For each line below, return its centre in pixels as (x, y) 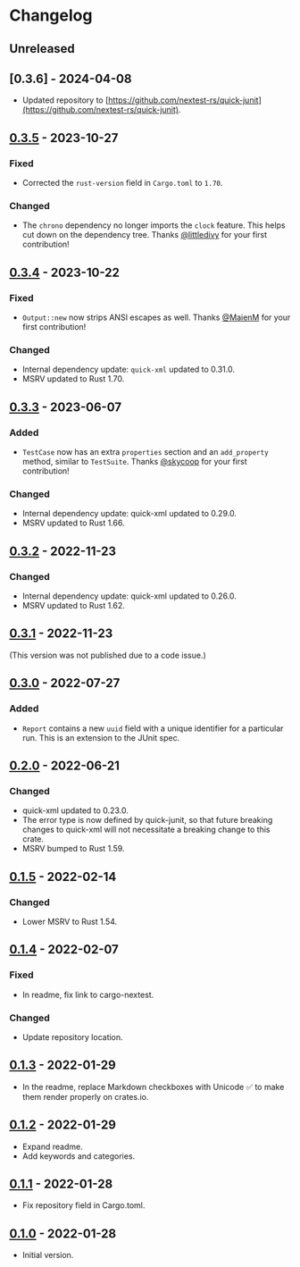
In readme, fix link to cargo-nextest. (88, 994)
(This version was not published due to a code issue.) (108, 655)
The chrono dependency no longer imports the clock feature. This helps (154, 225)
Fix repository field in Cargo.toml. (83, 1205)
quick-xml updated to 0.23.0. (75, 810)
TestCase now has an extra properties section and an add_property (146, 452)
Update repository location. (72, 1036)
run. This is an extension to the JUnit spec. (101, 737)
